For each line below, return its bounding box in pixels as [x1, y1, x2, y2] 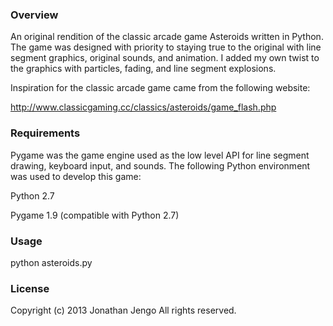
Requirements [10, 126, 81, 140]
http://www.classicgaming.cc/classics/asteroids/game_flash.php [10, 101, 277, 113]
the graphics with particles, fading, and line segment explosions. [10, 63, 277, 75]
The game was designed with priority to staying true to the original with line [10, 41, 322, 53]
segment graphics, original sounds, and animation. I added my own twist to [10, 52, 320, 64]
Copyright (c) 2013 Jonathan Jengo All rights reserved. [10, 304, 237, 317]
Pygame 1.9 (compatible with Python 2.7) [10, 209, 180, 221]
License [10, 281, 50, 295]
